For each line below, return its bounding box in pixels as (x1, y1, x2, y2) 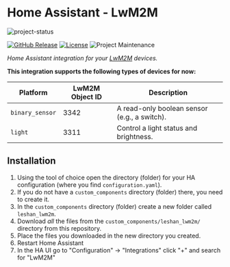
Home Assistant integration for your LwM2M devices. (7, 53, 158, 62)
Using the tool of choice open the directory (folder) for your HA (16, 173, 196, 181)
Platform (19, 88, 48, 97)
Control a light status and (116, 123, 198, 133)
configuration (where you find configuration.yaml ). (16, 180, 162, 189)
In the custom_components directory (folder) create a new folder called (16, 202, 212, 210)
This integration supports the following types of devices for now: (7, 67, 196, 75)
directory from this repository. (16, 224, 102, 232)
